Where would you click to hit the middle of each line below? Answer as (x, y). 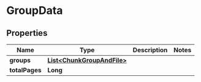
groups (20, 60)
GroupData (35, 11)
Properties (27, 33)
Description (150, 50)
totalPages (25, 70)
